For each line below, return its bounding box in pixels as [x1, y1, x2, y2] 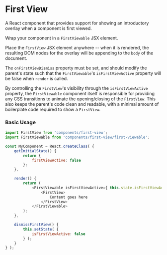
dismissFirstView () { [14, 222, 59, 228]
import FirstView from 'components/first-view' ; [5, 130, 108, 135]
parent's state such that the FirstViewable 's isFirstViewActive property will [5, 70, 162, 76]
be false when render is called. [5, 75, 68, 81]
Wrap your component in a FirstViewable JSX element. [5, 35, 118, 41]
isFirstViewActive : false [31, 231, 85, 237]
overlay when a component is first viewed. [5, 25, 92, 31]
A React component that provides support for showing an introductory [5, 20, 149, 26]
